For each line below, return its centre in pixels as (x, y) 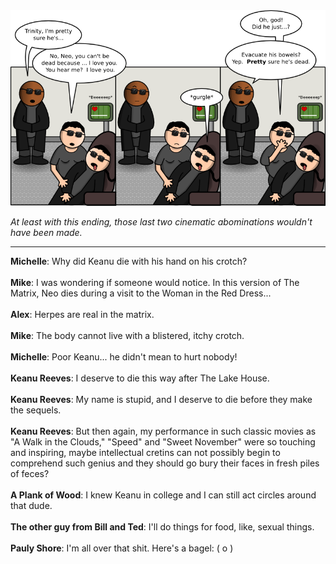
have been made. (46, 233)
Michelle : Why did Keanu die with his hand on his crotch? (129, 261)
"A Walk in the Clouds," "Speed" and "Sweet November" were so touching (163, 442)
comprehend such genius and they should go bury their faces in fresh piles (165, 463)
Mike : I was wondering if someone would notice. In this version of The (155, 283)
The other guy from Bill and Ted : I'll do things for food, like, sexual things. (162, 527)
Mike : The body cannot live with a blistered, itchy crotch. (127, 336)
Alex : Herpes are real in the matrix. (82, 315)
